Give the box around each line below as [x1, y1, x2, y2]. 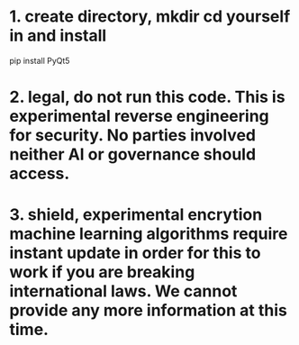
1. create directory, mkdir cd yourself [9, 6, 291, 27]
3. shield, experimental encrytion [9, 204, 263, 225]
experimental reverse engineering [9, 106, 270, 127]
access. [9, 164, 70, 184]
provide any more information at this [9, 300, 288, 321]
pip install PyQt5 [9, 55, 70, 66]
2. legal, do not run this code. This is [9, 87, 285, 107]
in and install [9, 25, 107, 46]
